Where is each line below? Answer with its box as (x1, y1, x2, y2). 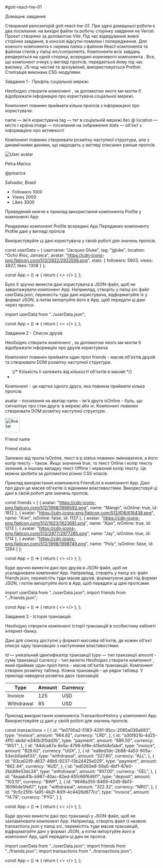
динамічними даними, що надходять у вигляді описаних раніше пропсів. (5, 142, 156, 147)
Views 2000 (12, 194, 36, 200)
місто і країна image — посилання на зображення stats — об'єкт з (5, 122, 142, 128)
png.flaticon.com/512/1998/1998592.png (5, 505, 86, 511)
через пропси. (5, 302, 35, 307)
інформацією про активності (5, 128, 65, 133)
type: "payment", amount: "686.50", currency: (62, 738, 154, 743)
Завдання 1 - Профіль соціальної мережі (5, 79, 89, 84)
